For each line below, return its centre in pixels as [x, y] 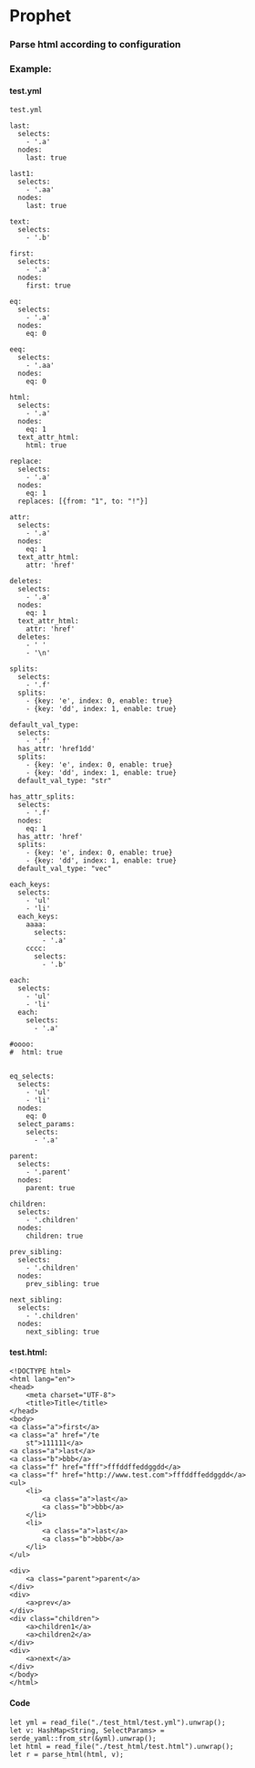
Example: [31, 69]
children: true [55, 1236]
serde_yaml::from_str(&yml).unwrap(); [83, 1738]
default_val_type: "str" [65, 781]
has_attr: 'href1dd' [56, 749]
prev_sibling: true [63, 1284]
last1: [22, 174]
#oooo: [22, 1045]
